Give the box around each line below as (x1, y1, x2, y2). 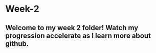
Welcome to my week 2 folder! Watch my (5, 23, 139, 32)
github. (5, 39, 29, 48)
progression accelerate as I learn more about (5, 31, 151, 40)
